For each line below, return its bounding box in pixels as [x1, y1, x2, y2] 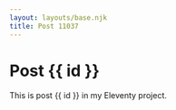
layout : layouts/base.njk [9, 13, 107, 23]
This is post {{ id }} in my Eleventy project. [9, 90, 168, 101]
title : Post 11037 [9, 22, 79, 31]
